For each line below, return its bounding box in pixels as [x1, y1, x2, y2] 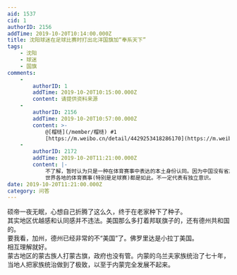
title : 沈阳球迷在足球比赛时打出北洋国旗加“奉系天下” [7, 37, 147, 44]
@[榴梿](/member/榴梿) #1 [44, 128, 118, 135]
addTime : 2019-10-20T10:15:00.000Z [32, 89, 138, 96]
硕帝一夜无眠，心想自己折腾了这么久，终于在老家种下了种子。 [7, 207, 187, 216]
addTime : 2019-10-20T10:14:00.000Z [7, 30, 112, 37]
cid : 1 [7, 17, 27, 24]
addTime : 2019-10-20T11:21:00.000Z [32, 154, 138, 162]
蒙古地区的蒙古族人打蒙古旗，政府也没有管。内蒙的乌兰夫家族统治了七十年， [7, 252, 230, 260]
